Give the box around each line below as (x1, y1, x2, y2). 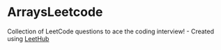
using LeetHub (7, 34, 49, 42)
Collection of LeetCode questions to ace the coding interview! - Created (7, 27, 215, 35)
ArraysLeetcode (7, 4, 103, 20)
